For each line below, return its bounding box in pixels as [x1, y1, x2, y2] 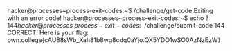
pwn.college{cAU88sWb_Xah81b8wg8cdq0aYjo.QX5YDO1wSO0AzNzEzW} [7, 36, 221, 44]
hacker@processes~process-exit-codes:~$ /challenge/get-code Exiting [7, 7, 213, 14]
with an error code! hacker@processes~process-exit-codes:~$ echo [7, 14, 204, 22]
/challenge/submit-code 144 [144, 21, 225, 29]
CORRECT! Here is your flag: [7, 28, 89, 37]
